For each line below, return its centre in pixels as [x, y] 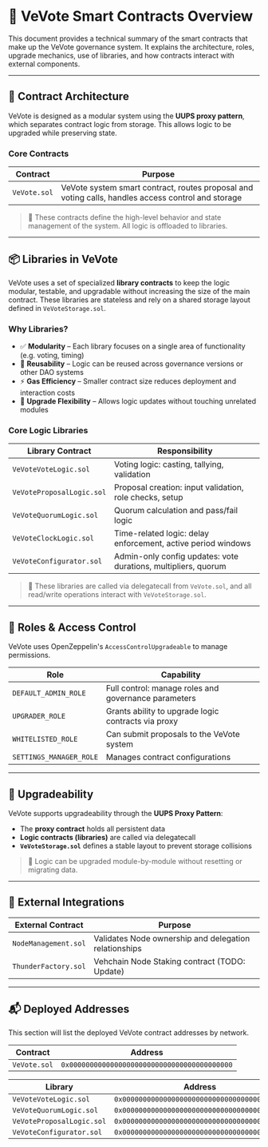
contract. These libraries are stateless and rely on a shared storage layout [130, 300]
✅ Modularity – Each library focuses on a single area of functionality [132, 346]
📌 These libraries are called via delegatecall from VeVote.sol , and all [140, 586]
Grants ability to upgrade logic [162, 711]
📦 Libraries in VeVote [63, 259]
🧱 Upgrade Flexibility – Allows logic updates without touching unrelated [138, 401]
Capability [181, 675]
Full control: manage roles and [162, 688]
